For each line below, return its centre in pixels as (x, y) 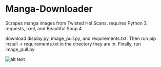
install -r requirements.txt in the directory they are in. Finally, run (73, 43)
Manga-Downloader (49, 9)
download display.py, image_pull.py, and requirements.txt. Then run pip (81, 38)
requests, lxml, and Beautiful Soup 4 (44, 28)
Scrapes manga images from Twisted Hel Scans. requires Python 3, (77, 23)
